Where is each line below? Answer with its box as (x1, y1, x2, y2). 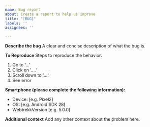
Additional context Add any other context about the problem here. (5, 116, 140, 122)
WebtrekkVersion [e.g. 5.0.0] (12, 107, 70, 113)
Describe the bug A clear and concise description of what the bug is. (5, 43, 146, 49)
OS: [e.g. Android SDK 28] (12, 102, 65, 107)
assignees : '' (5, 25, 34, 30)
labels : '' (5, 21, 28, 26)
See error (12, 78, 32, 84)
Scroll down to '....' (12, 72, 50, 78)
